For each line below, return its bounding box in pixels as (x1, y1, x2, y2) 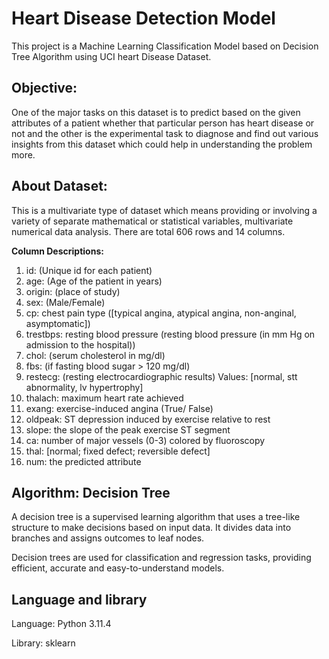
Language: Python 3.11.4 (11, 618, 112, 630)
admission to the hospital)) (25, 338, 136, 351)
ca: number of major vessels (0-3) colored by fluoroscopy (25, 434, 266, 446)
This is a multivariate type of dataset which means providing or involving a (11, 204, 318, 216)
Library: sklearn (11, 637, 76, 649)
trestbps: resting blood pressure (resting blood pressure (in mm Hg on (25, 328, 316, 340)
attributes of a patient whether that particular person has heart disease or (11, 117, 315, 129)
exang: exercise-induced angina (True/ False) (25, 402, 214, 414)
